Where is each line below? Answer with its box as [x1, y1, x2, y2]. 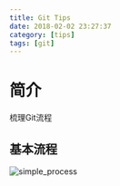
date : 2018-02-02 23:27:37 [9, 22, 112, 31]
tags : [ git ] [9, 38, 55, 48]
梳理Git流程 [9, 113, 53, 123]
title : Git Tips [9, 13, 71, 23]
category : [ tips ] [9, 30, 75, 39]
